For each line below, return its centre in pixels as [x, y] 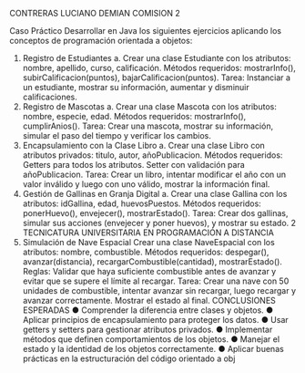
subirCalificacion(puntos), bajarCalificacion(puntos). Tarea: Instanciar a [157, 78]
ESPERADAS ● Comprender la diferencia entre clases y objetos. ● [148, 310]
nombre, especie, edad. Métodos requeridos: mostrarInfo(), [134, 116]
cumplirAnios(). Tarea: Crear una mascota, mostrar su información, [148, 126]
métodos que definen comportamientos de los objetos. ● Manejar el [151, 339]
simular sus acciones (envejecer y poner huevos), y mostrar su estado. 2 [159, 223]
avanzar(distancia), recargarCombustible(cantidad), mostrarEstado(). [152, 262]
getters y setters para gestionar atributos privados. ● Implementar [147, 329]
